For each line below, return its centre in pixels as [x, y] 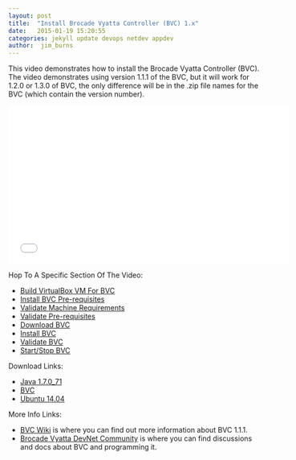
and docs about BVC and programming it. [88, 447]
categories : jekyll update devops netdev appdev [91, 38]
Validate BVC [41, 342]
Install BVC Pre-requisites [62, 299]
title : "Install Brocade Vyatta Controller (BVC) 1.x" [103, 23]
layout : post [30, 16]
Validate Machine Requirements [72, 308]
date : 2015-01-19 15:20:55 [57, 31]
